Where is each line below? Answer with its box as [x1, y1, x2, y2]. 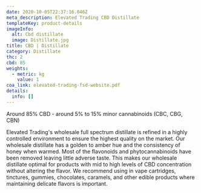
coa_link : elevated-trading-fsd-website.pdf [6, 83, 120, 89]
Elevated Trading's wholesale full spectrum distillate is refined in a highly [6, 128, 188, 135]
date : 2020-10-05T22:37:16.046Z [6, 8, 88, 15]
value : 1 [17, 76, 39, 83]
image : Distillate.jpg [12, 37, 69, 43]
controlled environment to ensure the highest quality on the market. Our [6, 135, 185, 142]
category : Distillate [6, 49, 61, 55]
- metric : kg [12, 71, 45, 77]
